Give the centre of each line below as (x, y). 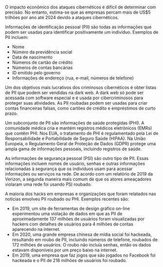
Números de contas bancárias (42, 67)
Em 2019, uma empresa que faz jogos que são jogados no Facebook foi (84, 255)
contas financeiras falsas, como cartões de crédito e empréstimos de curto (80, 108)
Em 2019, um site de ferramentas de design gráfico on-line (71, 208)
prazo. (11, 113)
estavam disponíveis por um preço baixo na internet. (65, 250)
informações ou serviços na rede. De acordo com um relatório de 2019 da (79, 174)
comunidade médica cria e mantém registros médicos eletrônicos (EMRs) (79, 128)
